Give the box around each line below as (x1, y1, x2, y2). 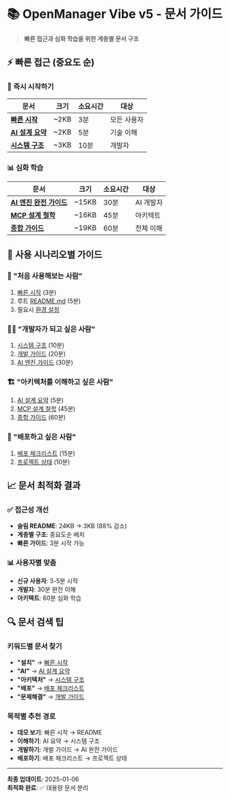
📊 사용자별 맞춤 (7, 558, 57, 567)
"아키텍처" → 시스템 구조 (16, 676, 85, 684)
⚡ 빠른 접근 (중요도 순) (7, 56, 94, 69)
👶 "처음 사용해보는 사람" (7, 271, 83, 281)
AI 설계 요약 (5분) (16, 396, 64, 404)
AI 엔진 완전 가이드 (10, 197, 68, 207)
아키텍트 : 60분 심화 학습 (16, 594, 82, 602)
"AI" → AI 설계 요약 (16, 667, 71, 675)
